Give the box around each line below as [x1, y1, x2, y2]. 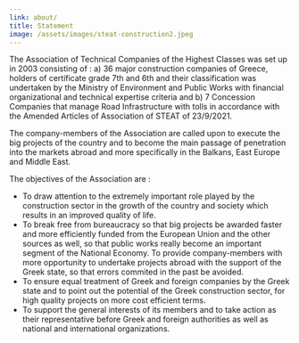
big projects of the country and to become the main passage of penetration [9, 137, 287, 148]
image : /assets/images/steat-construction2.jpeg [9, 29, 194, 38]
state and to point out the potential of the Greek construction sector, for [21, 286, 286, 297]
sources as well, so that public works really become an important [21, 238, 262, 249]
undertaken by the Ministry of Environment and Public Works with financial [9, 82, 284, 94]
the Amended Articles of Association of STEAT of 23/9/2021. [9, 110, 233, 121]
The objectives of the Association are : [9, 174, 152, 184]
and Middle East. [9, 157, 71, 167]
